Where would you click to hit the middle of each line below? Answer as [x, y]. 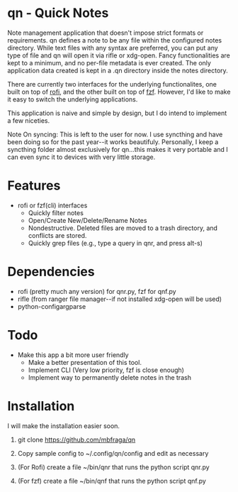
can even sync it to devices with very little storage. [81, 157]
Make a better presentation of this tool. [85, 362]
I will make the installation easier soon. [64, 426]
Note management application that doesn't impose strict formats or [106, 33]
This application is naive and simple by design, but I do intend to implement [117, 113]
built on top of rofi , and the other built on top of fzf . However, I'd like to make [119, 92]
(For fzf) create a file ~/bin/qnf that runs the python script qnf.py [112, 481]
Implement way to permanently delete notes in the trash [109, 377]
